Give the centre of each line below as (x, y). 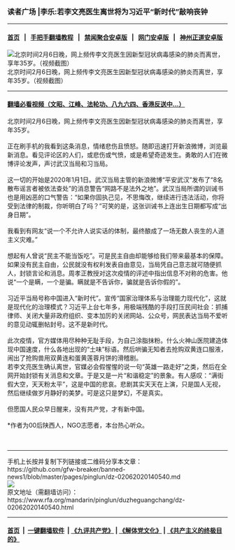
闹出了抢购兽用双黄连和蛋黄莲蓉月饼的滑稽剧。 (74, 358)
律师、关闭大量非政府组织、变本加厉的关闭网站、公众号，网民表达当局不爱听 (117, 315)
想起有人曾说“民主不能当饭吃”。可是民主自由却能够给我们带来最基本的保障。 (117, 255)
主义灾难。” (23, 239)
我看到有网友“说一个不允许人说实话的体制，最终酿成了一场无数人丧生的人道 (116, 231)
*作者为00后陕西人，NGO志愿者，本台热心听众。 (78, 425)
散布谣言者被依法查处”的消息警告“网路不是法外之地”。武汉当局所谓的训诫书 (115, 188)
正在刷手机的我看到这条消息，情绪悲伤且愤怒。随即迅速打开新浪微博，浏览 (114, 146)
